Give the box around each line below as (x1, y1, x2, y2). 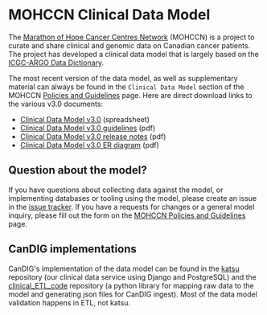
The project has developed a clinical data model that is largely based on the (8, 49, 259, 59)
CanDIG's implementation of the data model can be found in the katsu (8, 264, 240, 273)
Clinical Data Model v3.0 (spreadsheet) (19, 114, 150, 124)
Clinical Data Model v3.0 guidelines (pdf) (19, 123, 156, 133)
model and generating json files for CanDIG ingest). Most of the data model (8, 289, 257, 299)
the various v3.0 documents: (8, 99, 103, 108)
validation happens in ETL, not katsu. (8, 297, 131, 307)
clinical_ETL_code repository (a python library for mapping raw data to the (8, 280, 255, 290)
